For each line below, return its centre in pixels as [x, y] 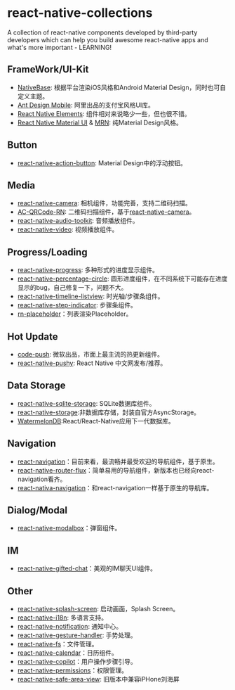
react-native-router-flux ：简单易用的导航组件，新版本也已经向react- [116, 470]
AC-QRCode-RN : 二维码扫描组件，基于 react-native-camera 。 [106, 212]
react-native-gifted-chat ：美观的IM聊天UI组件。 [87, 568]
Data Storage [36, 386]
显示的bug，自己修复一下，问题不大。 [72, 288]
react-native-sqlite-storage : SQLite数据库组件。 [86, 403]
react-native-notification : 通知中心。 [70, 627]
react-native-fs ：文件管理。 [58, 644]
